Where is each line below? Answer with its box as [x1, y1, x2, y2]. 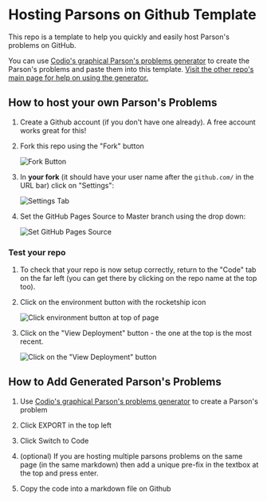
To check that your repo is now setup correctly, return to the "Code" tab [19, 265, 257, 274]
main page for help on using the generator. [8, 73, 149, 82]
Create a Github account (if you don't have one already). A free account [19, 117, 257, 127]
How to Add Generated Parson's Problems [8, 375, 222, 389]
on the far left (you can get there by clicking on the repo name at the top [19, 274, 257, 283]
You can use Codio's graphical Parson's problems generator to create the [8, 56, 249, 65]
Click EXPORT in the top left [19, 420, 112, 430]
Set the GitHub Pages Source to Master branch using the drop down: [19, 211, 246, 221]
